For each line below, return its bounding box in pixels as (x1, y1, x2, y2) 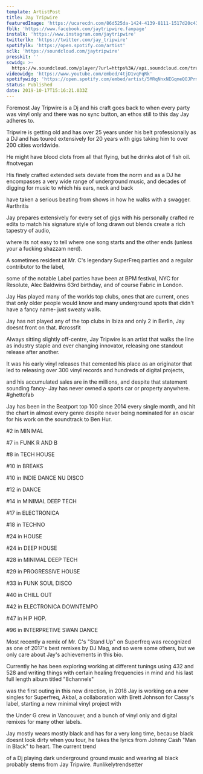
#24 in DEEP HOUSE (6, 544, 57, 552)
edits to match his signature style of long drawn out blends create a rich (6, 220, 185, 227)
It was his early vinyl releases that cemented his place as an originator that (6, 360, 192, 367)
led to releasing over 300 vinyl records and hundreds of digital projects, (6, 366, 185, 373)
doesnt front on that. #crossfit (6, 324, 81, 331)
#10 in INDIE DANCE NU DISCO (6, 474, 84, 481)
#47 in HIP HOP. (6, 614, 47, 622)
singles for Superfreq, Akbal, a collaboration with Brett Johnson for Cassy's (6, 693, 195, 701)
